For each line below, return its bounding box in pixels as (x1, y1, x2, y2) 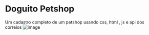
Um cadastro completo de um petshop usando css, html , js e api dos (5, 19, 145, 25)
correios (5, 24, 22, 30)
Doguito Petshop (5, 3, 75, 14)
